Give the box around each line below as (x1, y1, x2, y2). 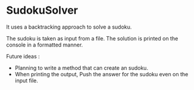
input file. (14, 77, 38, 84)
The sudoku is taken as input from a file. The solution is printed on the (6, 35, 178, 42)
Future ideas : (6, 52, 40, 60)
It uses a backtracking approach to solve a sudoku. (6, 23, 133, 30)
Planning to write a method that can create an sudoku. (14, 64, 149, 72)
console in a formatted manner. (6, 41, 84, 48)
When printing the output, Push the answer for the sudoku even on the (14, 70, 189, 77)
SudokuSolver (6, 4, 79, 17)
